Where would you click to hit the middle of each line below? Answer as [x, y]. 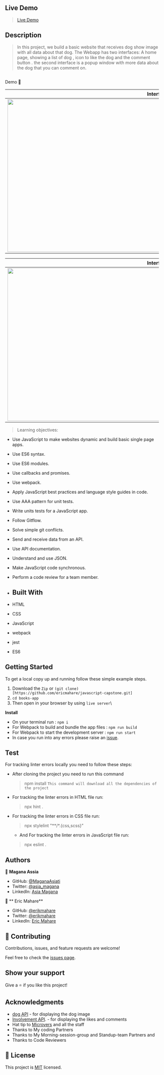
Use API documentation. [37, 549]
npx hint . [34, 807]
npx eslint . [35, 845]
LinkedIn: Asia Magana [35, 892]
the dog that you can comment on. [52, 67]
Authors [18, 860]
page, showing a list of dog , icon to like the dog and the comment [83, 57]
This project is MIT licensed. [33, 1067]
